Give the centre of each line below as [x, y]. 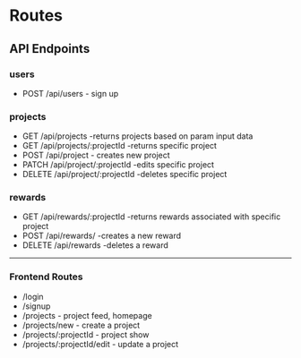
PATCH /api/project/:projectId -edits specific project [118, 165]
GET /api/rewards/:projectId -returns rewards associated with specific [151, 217]
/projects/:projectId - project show [86, 334]
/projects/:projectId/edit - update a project [100, 344]
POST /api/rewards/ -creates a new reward [102, 236]
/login [33, 296]
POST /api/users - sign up [70, 93]
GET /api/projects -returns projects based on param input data [138, 136]
